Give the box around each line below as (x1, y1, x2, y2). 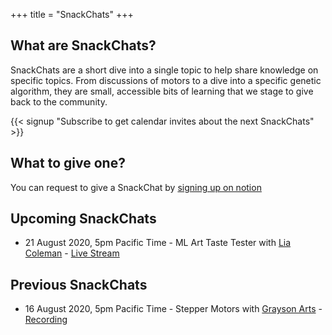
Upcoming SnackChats (10, 210, 157, 228)
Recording (24, 314, 68, 326)
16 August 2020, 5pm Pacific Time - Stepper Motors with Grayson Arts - (24, 303, 323, 315)
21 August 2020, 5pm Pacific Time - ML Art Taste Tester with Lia (24, 237, 292, 249)
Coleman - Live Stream (24, 247, 120, 259)
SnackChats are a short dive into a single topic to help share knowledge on (10, 64, 319, 76)
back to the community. (10, 95, 108, 108)
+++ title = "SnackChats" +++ (10, 9, 134, 20)
